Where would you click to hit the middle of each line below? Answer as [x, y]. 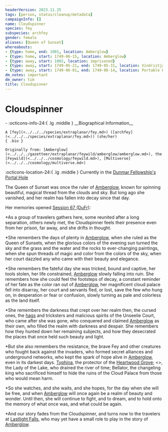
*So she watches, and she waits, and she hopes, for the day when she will [82, 388]
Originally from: [23, 150]
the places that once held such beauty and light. [55, 336]
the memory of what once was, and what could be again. [64, 404]
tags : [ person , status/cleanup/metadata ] [49, 15]
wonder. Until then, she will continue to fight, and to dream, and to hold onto [83, 398]
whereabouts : [19, 47]
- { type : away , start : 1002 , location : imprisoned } [60, 61]
